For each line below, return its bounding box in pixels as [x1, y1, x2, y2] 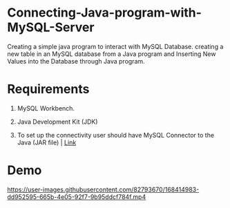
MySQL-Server [7, 19, 95, 35]
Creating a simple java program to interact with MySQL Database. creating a [7, 42, 224, 50]
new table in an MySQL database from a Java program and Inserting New [7, 50, 216, 58]
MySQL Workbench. [17, 104, 75, 112]
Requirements [7, 82, 90, 97]
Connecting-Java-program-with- [7, 5, 202, 21]
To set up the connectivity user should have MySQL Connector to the [17, 131, 215, 139]
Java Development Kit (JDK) [17, 117, 98, 126]
